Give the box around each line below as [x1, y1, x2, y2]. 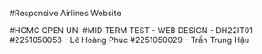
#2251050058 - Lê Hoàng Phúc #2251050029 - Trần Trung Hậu [9, 35, 250, 45]
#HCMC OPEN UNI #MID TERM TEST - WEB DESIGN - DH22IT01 [9, 25, 253, 35]
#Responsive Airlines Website [9, 8, 121, 18]
